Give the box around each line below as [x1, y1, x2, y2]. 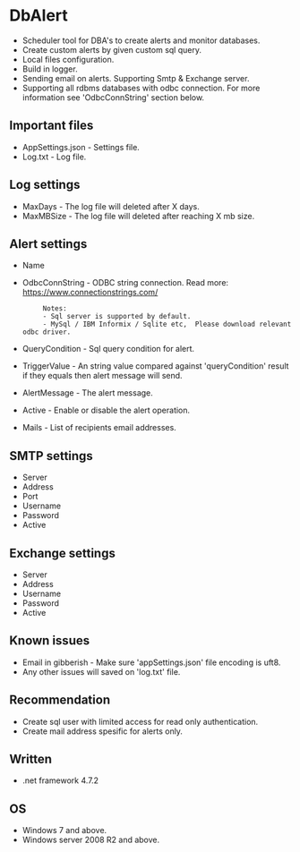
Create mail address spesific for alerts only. [21, 726, 184, 737]
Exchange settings [9, 545, 116, 560]
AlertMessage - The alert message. [21, 388, 154, 398]
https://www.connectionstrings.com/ [21, 287, 159, 298]
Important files [9, 118, 94, 133]
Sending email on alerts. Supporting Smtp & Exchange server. [21, 72, 250, 83]
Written [9, 752, 52, 767]
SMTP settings [9, 448, 94, 464]
